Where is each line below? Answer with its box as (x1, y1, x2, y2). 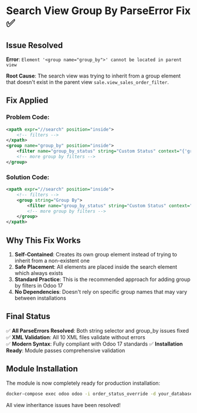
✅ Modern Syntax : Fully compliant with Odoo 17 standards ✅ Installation (6, 340, 183, 347)
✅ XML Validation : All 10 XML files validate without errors (6, 333, 145, 341)
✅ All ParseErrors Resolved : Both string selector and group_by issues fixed (6, 327, 189, 334)
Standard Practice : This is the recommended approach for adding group (14, 276, 191, 283)
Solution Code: (6, 173, 50, 181)
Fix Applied (6, 96, 49, 106)
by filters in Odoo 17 (14, 282, 63, 289)
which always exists (14, 270, 63, 277)
